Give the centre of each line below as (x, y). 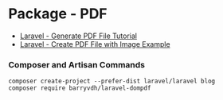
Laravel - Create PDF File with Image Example (95, 44)
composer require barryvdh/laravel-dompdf (80, 88)
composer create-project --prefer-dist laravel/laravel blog (112, 81)
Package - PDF (58, 14)
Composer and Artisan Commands (77, 64)
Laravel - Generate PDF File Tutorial (78, 36)
